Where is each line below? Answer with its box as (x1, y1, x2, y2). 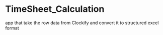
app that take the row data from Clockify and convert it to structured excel (5, 20, 159, 26)
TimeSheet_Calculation (5, 3, 105, 15)
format (5, 25, 19, 31)
